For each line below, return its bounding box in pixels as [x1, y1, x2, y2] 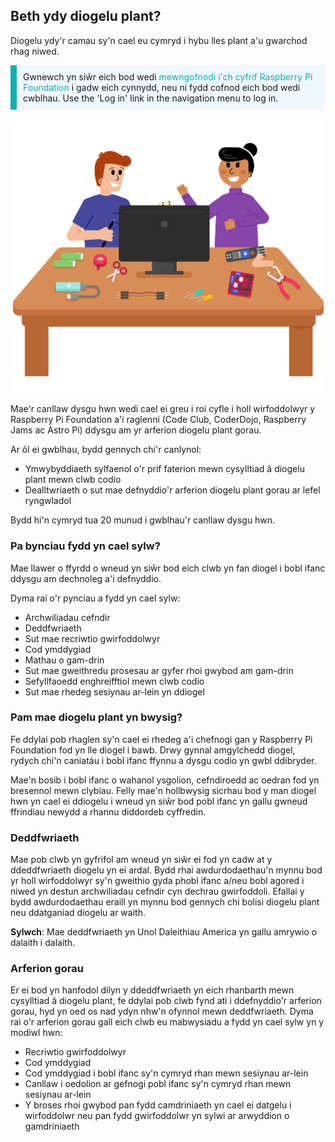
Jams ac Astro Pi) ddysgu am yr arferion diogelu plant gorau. [10, 424, 262, 436]
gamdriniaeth [24, 1120, 80, 1133]
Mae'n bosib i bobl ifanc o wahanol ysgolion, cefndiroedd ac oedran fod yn [10, 774, 320, 786]
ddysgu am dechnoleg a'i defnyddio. [10, 572, 162, 584]
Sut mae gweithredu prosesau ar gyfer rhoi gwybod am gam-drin [24, 664, 294, 676]
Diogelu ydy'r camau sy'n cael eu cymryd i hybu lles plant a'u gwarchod [10, 34, 308, 46]
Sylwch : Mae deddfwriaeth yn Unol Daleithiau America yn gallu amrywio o [10, 926, 318, 938]
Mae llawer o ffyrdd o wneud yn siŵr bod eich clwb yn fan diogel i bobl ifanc [10, 562, 326, 574]
